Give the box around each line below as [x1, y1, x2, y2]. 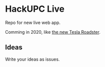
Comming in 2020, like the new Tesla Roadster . [5, 29, 101, 35]
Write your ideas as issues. [5, 56, 60, 62]
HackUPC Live [5, 3, 65, 15]
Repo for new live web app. [5, 20, 61, 25]
